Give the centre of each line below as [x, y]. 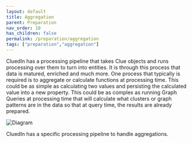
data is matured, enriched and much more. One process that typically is [93, 74]
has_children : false [32, 34]
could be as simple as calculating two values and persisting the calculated [97, 86]
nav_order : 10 [24, 28]
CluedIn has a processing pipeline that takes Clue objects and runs [87, 61]
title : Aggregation [30, 17]
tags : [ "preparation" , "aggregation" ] [53, 45]
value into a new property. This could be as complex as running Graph [92, 92]
